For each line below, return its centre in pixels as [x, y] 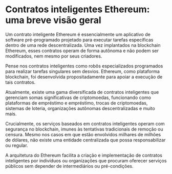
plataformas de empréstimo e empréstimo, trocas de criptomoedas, [77, 103]
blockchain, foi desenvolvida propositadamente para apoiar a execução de [84, 77]
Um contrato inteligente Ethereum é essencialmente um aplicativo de [78, 34]
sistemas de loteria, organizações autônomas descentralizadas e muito [80, 108]
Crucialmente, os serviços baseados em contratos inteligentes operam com [85, 123]
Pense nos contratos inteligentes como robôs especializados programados [84, 66]
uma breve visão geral [53, 20]
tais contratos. [20, 82]
